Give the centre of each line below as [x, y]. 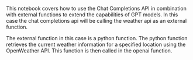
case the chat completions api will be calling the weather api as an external [96, 21]
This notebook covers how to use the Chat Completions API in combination [96, 8]
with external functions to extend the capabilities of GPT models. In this [92, 15]
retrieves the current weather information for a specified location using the [96, 44]
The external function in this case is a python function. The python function [97, 38]
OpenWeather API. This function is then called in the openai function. [89, 51]
